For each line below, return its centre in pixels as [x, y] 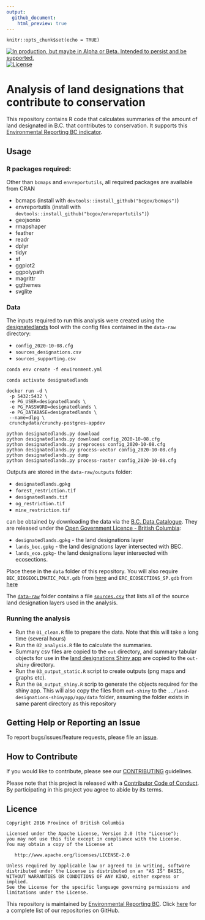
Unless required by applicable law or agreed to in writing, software [98, 866]
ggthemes [28, 285]
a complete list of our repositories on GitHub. [63, 911]
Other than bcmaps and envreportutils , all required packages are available [99, 182]
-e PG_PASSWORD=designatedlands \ [53, 407]
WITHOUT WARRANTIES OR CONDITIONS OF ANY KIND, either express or [93, 877]
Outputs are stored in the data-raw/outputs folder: [69, 472]
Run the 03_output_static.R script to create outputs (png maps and [100, 671]
